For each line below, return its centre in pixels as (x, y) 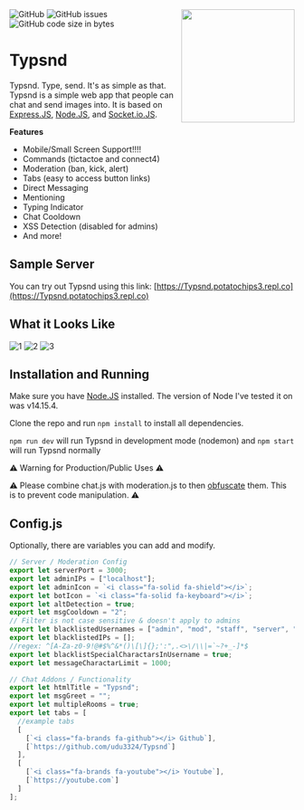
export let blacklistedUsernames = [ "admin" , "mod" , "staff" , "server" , (149, 629)
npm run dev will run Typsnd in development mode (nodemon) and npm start (152, 441)
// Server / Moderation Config (68, 562)
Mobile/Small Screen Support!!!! (82, 149)
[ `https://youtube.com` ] (72, 781)
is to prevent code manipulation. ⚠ (75, 495)
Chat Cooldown (52, 216)
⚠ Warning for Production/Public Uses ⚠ (87, 468)
